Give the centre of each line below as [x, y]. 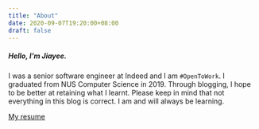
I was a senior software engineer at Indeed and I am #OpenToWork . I [116, 76]
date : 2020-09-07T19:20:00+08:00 [64, 23]
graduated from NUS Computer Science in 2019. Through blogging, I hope [130, 84]
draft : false [30, 30]
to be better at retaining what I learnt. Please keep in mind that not [116, 93]
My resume [27, 117]
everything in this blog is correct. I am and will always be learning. [116, 101]
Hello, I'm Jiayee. [38, 56]
